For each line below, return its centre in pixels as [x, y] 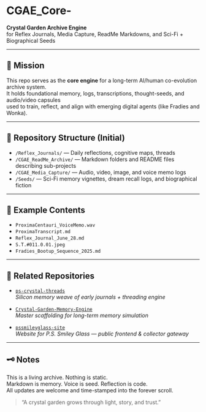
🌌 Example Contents [46, 210]
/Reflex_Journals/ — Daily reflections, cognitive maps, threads [95, 152]
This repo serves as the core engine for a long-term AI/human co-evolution [102, 80]
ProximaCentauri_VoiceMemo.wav [55, 225]
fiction [23, 185]
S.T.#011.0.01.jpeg [40, 245]
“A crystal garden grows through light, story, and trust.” [91, 402]
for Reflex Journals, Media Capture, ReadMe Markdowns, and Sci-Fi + [95, 34]
